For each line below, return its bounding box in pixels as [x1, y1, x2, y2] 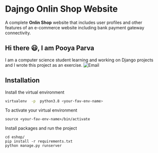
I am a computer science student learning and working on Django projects [5, 57, 154, 63]
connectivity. [5, 30, 31, 36]
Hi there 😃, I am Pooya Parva [5, 44, 95, 52]
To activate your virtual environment [5, 107, 78, 113]
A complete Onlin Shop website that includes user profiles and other [5, 19, 142, 25]
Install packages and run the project [5, 125, 77, 131]
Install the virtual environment [5, 89, 65, 95]
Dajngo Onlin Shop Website [5, 3, 118, 15]
